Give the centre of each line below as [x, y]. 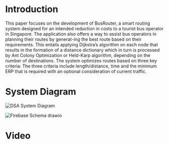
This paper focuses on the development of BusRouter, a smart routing [78, 23]
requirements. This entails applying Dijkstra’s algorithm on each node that [81, 44]
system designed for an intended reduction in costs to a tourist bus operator [84, 28]
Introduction [32, 9]
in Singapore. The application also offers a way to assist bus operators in [81, 34]
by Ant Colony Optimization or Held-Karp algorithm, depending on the [78, 55]
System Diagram [41, 92]
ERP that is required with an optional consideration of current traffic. [76, 71]
